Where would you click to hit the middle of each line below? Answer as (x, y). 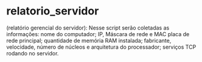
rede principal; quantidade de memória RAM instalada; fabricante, (89, 40)
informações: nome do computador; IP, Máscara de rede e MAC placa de (98, 34)
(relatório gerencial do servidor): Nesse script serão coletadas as (88, 28)
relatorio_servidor (53, 11)
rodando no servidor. (33, 53)
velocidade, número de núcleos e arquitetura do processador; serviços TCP (101, 47)
